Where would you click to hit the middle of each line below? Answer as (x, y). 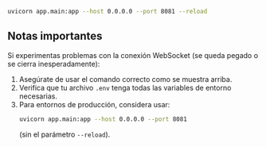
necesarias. (38, 96)
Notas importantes (55, 36)
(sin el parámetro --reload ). (65, 134)
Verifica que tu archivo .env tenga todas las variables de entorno (125, 87)
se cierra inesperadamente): (54, 64)
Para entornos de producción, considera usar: (94, 104)
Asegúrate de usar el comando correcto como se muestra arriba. (125, 79)
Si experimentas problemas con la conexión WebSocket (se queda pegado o (133, 55)
